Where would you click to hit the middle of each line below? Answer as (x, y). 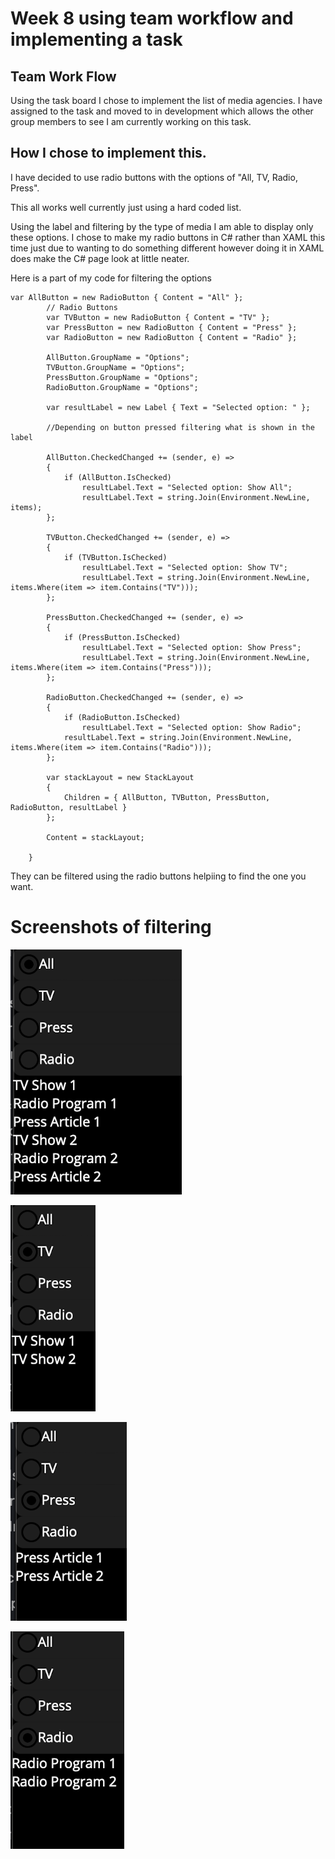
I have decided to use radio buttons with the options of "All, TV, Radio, (154, 177)
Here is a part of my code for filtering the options (111, 278)
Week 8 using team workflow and (152, 18)
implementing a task (96, 39)
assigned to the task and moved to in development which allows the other (162, 111)
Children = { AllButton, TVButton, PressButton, (167, 797)
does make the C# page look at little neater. (100, 258)
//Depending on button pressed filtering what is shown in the (180, 427)
